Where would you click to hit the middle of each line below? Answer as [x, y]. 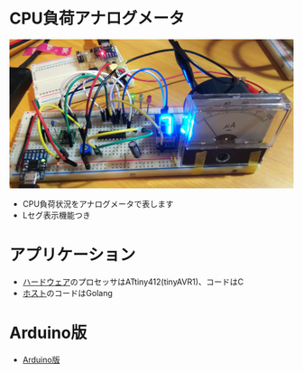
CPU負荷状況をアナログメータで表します [98, 204]
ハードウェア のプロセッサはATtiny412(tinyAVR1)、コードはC [133, 282]
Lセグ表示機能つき [56, 215]
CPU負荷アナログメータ [97, 19]
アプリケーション [73, 255]
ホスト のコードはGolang [67, 294]
